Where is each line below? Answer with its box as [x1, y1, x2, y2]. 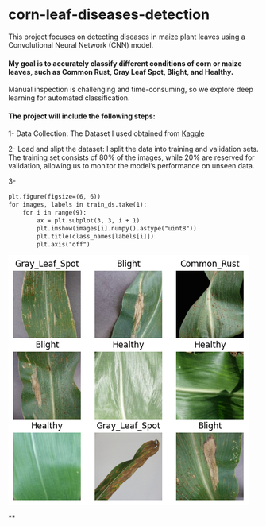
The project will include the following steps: [8, 111, 156, 121]
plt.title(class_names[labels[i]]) [37, 233, 155, 241]
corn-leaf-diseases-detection [8, 6, 210, 24]
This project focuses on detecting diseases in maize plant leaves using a [8, 32, 246, 41]
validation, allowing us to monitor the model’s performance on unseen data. [8, 161, 255, 171]
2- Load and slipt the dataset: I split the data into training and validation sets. [8, 145, 259, 154]
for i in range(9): [22, 209, 87, 217]
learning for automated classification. [8, 93, 130, 102]
